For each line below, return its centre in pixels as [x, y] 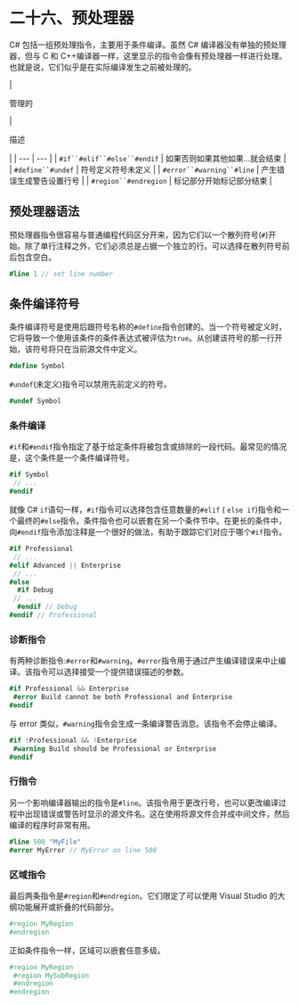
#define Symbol [37, 367]
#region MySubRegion [51, 976]
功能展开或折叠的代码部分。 [67, 907]
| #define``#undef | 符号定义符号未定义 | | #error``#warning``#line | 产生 [143, 169]
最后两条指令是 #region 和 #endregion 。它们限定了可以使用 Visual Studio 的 [143, 895]
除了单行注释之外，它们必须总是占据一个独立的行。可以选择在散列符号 [153, 245]
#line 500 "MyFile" [45, 842]
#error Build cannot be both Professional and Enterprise [123, 697]
